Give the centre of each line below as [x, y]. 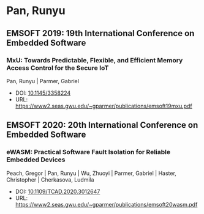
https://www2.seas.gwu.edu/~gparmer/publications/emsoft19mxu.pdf [104, 106]
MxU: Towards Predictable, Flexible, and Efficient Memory [95, 60]
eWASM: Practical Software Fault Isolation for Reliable [88, 152]
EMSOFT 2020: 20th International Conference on [102, 125]
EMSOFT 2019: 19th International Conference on [100, 33]
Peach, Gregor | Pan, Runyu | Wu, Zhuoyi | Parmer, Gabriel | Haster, [91, 173]
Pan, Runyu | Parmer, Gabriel [43, 81]
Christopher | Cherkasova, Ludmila [50, 179]
